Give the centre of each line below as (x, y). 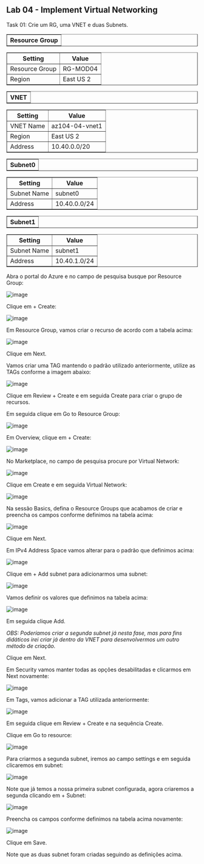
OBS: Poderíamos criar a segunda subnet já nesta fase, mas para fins (94, 633)
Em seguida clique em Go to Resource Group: (63, 413)
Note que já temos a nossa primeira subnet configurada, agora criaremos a (100, 788)
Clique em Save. (27, 842)
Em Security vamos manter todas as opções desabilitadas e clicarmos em (99, 669)
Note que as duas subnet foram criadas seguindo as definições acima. (95, 854)
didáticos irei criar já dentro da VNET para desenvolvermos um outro (93, 639)
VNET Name (28, 126)
